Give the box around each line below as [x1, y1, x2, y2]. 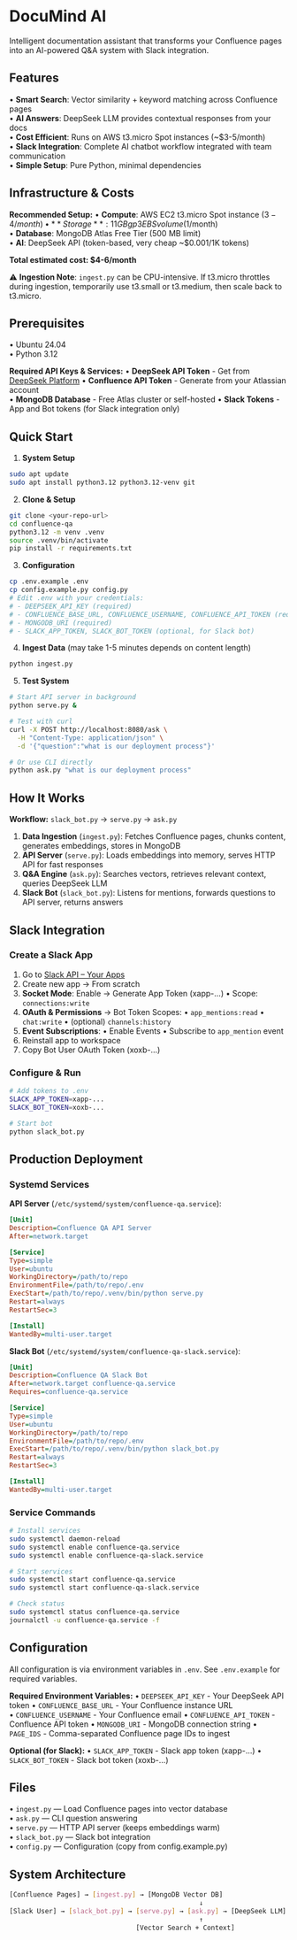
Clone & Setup [21, 494, 76, 504]
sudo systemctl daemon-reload [9, 1534, 121, 1544]
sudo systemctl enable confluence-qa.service [9, 1543, 179, 1551]
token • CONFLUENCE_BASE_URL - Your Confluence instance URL [9, 1699, 233, 1710]
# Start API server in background [9, 693, 137, 702]
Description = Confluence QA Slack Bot [9, 1371, 148, 1380]
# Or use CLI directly [9, 758, 93, 766]
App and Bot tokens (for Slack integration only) [9, 404, 180, 414]
